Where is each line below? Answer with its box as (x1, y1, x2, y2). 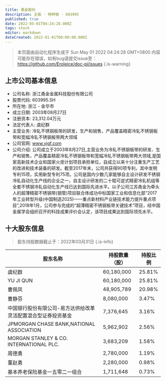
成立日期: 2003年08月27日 (12, 109, 67, 115)
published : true (5, 16, 39, 21)
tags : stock (5, 26, 30, 31)
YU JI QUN (7, 277, 33, 284)
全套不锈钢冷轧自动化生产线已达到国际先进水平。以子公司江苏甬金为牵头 (12, 184, 160, 190)
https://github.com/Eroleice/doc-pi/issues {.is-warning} (17, 61, 131, 67)
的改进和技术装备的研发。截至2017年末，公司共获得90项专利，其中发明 (12, 165, 158, 171)
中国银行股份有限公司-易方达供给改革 (7, 305, 95, 312)
